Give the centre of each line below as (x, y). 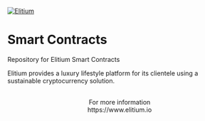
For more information (120, 102)
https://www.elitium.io (120, 110)
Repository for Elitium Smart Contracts (64, 59)
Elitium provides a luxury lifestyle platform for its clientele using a (103, 73)
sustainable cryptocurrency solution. (61, 80)
